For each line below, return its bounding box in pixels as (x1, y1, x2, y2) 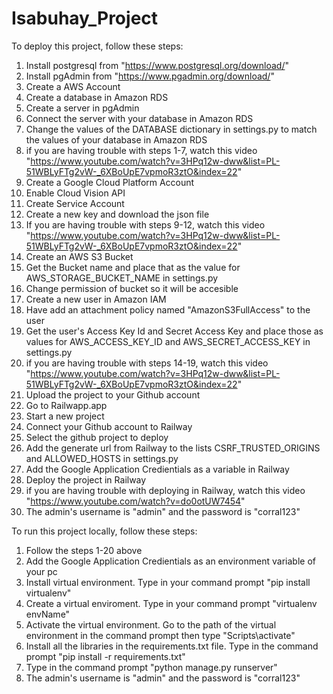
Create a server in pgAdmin (25, 102, 140, 114)
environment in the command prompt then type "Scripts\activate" (25, 629, 296, 641)
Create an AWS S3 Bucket (25, 250, 134, 262)
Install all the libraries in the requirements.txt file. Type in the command (25, 640, 319, 652)
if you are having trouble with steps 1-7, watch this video (25, 144, 258, 156)
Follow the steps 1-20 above (25, 544, 143, 556)
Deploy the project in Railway (25, 473, 147, 486)
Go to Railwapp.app (25, 399, 108, 411)
